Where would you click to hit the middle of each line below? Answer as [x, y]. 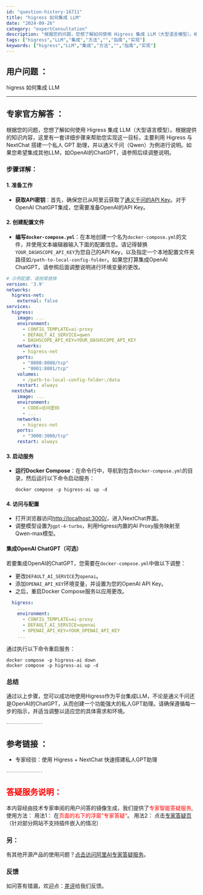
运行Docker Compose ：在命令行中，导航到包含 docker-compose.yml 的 [101, 471]
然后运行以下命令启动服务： [60, 478]
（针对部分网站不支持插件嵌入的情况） [54, 823]
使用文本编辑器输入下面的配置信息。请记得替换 [89, 244]
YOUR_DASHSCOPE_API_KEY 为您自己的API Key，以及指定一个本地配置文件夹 [105, 252]
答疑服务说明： [34, 792]
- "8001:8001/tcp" [45, 369]
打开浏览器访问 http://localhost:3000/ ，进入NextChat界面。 [88, 519]
